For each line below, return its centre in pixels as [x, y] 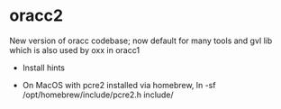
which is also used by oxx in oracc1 [75, 50]
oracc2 [36, 16]
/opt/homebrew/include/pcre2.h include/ [98, 95]
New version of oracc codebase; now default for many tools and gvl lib [141, 41]
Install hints [44, 68]
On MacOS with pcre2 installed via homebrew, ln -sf [119, 85]
